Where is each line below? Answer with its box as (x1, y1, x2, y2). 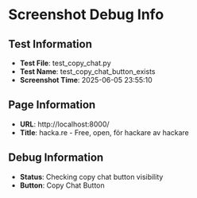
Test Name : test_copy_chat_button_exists (19, 67, 156, 76)
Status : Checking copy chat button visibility (19, 172, 164, 181)
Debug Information (8, 151, 104, 165)
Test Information (8, 37, 93, 51)
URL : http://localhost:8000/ (19, 119, 110, 129)
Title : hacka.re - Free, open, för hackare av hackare (19, 127, 189, 137)
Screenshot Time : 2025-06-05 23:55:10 (19, 76, 153, 84)
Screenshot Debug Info (8, 6, 164, 24)
